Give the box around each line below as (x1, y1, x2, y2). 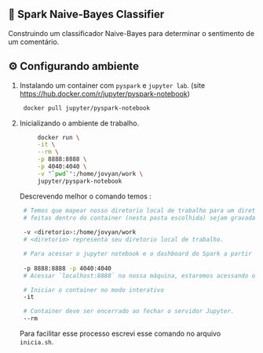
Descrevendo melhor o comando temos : (19, 191, 152, 201)
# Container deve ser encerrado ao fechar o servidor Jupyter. (23, 308, 235, 315)
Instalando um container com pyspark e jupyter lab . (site (19, 80, 206, 90)
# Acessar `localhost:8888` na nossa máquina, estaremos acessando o (23, 271, 256, 279)
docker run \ (37, 133, 80, 141)
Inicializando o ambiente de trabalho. (19, 118, 140, 128)
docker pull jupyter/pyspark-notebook (23, 104, 151, 112)
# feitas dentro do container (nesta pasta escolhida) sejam (23, 213, 228, 222)
